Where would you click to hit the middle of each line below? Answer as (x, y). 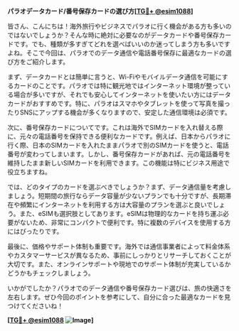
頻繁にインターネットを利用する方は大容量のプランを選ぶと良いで (116, 205)
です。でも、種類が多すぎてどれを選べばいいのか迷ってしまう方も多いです (122, 44)
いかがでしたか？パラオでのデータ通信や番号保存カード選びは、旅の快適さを (119, 288)
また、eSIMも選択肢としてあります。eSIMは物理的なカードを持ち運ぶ (121, 213)
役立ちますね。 (29, 172)
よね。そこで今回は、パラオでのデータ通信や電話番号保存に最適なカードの (116, 53)
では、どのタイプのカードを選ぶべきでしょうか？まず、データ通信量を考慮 (116, 187)
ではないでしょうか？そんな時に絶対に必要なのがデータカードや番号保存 (113, 35)
